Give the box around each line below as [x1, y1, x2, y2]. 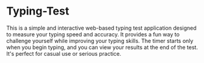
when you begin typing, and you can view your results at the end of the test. [6, 44, 199, 51]
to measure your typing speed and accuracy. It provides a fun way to [6, 30, 180, 38]
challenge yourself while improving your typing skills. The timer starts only [6, 37, 194, 44]
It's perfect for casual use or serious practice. [6, 50, 122, 57]
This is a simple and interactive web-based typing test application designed [6, 24, 197, 31]
